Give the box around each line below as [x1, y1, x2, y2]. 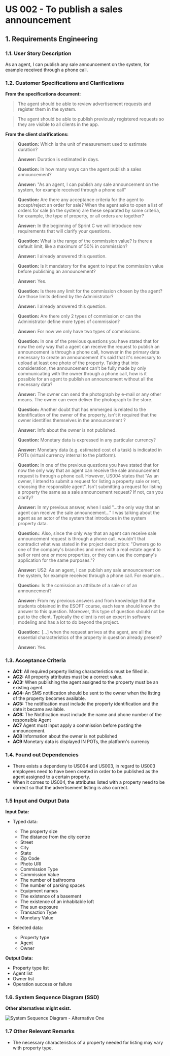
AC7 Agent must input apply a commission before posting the [12, 722, 142, 728]
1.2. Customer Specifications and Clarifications [5, 79, 124, 86]
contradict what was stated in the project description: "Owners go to [17, 541, 161, 547]
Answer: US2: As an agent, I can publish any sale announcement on [17, 567, 161, 573]
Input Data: [5, 809, 29, 815]
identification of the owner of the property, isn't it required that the [17, 412, 157, 418]
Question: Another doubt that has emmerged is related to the [17, 406, 146, 412]
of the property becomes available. [12, 695, 86, 701]
